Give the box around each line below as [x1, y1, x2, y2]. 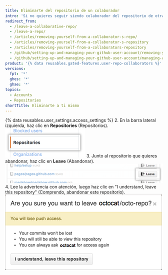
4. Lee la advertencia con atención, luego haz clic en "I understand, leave [5, 184, 156, 190]
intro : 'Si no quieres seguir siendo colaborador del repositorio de [5, 13, 153, 18]
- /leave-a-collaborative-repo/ [9, 24, 77, 29]
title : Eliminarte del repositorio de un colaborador [5, 8, 120, 13]
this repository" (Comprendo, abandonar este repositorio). [5, 189, 125, 195]
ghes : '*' [9, 76, 30, 82]
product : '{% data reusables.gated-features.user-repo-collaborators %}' [5, 60, 162, 66]
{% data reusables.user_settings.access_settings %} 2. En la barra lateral [5, 117, 156, 123]
